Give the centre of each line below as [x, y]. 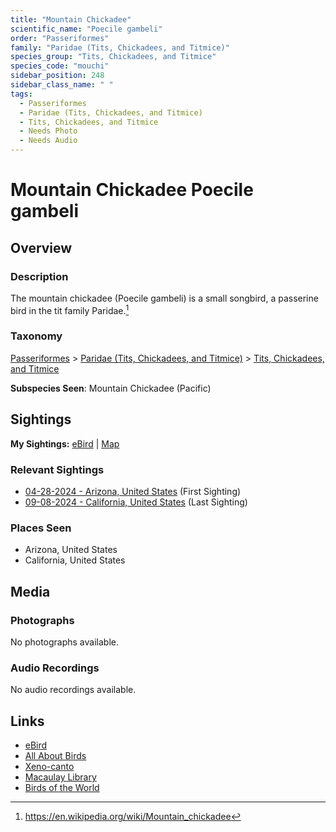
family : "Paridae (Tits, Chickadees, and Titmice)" [120, 47]
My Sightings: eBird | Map [65, 443]
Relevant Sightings [57, 469]
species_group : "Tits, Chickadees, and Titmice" [113, 57]
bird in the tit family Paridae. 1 [70, 309]
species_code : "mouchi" [60, 66]
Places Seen [41, 528]
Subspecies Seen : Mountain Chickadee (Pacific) [111, 388]
